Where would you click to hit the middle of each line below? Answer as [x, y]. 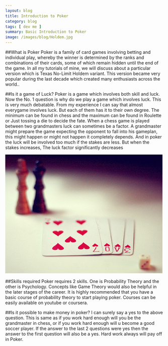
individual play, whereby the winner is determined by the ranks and [75, 57]
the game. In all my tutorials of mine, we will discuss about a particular [78, 68]
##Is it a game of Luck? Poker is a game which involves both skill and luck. [82, 94]
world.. [13, 84]
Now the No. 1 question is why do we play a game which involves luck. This [83, 99]
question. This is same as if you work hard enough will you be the [73, 318]
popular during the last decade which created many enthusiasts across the [83, 79]
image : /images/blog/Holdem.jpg [39, 37]
